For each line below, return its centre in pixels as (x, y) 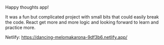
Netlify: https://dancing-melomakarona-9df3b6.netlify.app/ (66, 37)
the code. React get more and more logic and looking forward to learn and (82, 22)
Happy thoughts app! (27, 7)
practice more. (20, 27)
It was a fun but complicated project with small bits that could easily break (82, 17)
